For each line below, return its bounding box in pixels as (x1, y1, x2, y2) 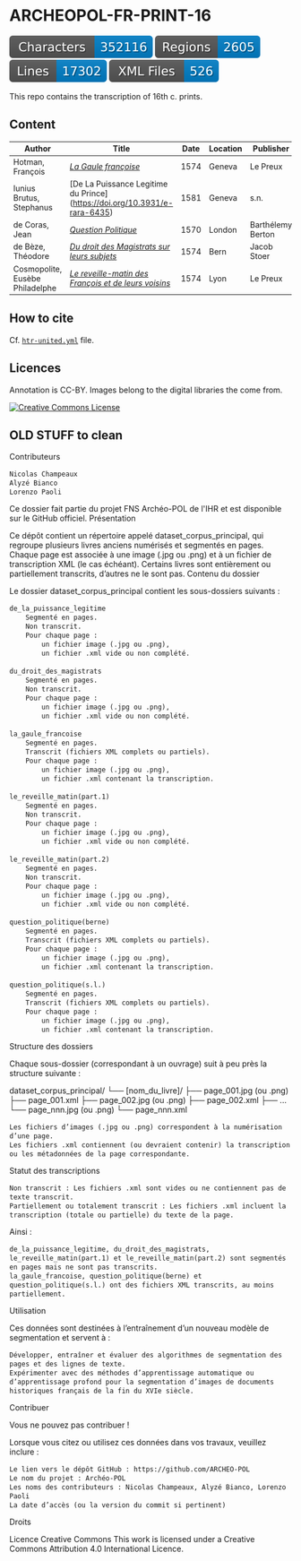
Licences (9, 360, 62, 376)
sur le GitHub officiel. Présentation (9, 513, 136, 524)
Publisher (252, 143, 289, 154)
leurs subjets (69, 251, 117, 262)
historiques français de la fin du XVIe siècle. (9, 1386, 194, 1396)
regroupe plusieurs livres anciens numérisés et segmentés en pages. (9, 539, 264, 551)
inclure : (9, 1446, 39, 1457)
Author (23, 143, 52, 154)
